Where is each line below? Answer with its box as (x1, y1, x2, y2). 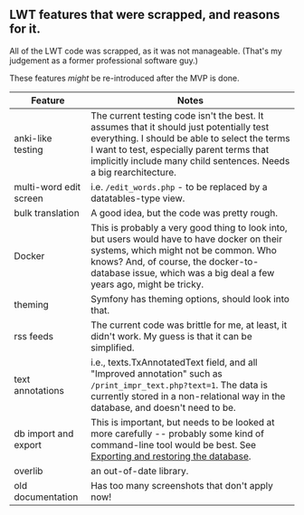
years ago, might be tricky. (90, 278, 204, 291)
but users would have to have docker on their (90, 233, 283, 245)
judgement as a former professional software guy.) (9, 54, 199, 66)
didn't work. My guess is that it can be (90, 329, 252, 342)
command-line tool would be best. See (90, 438, 256, 451)
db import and (14, 427, 74, 440)
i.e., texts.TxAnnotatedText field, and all (90, 356, 258, 368)
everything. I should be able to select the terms (90, 131, 290, 144)
